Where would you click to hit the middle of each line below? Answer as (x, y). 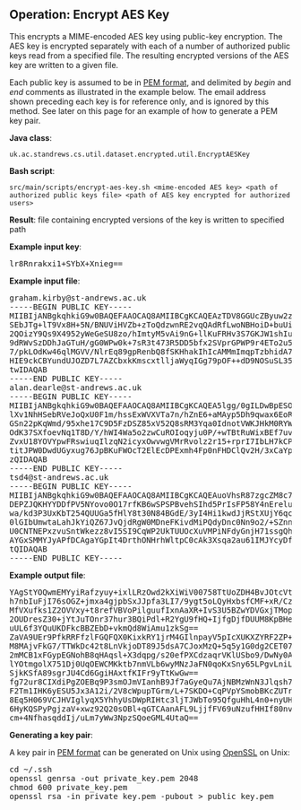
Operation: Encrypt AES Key (90, 15)
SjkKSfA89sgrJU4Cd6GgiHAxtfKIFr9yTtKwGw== (104, 673)
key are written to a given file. (64, 65)
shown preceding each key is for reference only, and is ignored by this (139, 101)
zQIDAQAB (28, 459)
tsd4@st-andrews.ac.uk (59, 477)
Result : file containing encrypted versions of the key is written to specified (147, 220)
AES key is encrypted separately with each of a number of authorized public (150, 46)
